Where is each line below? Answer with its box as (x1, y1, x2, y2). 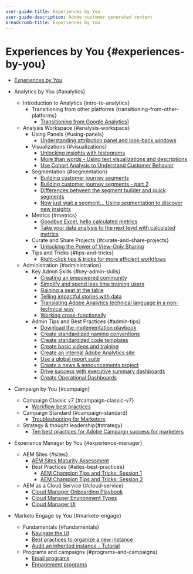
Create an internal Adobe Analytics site (40, 349, 135, 356)
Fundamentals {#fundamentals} (22, 523, 100, 531)
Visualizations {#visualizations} (31, 143, 107, 150)
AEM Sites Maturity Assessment (31, 457, 109, 464)
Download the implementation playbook (40, 324, 137, 331)
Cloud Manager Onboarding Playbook (31, 488, 123, 495)
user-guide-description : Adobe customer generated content (5, 14, 153, 20)
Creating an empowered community (40, 274, 127, 281)
